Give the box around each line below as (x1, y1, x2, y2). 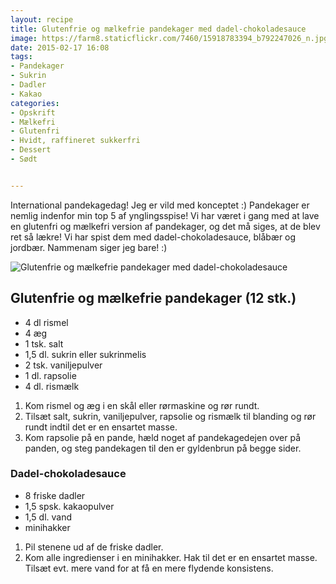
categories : (10, 98, 60, 108)
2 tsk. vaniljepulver (24, 359, 103, 371)
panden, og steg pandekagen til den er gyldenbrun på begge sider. (24, 442, 302, 454)
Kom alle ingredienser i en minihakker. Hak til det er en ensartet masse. (24, 551, 318, 563)
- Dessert (10, 145, 52, 155)
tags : (10, 52, 33, 62)
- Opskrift (10, 107, 56, 118)
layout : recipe (10, 14, 74, 25)
